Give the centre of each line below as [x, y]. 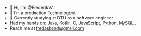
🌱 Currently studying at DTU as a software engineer [61, 18]
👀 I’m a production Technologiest [43, 13]
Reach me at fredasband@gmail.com [47, 28]
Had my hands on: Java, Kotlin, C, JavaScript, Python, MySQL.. [73, 23]
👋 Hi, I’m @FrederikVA [32, 8]
